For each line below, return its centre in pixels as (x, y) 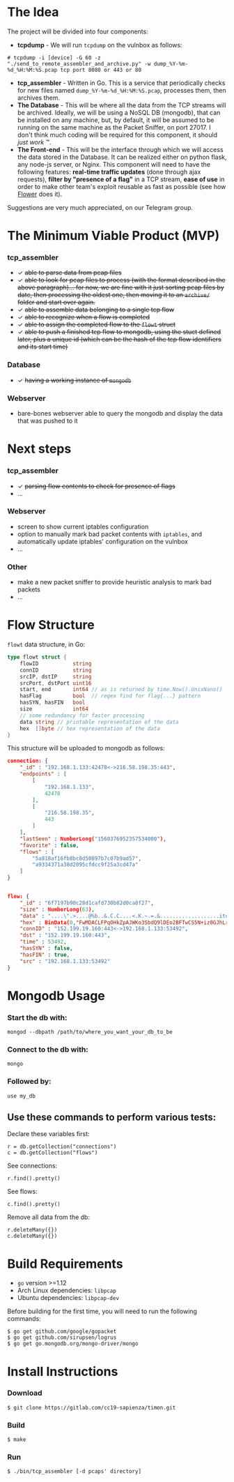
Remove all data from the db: (49, 1217)
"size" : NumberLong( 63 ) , (57, 909)
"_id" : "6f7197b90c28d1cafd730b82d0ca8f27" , (87, 903)
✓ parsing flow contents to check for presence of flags (96, 486)
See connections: (32, 1166)
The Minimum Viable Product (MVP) (114, 236)
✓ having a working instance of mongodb (74, 380)
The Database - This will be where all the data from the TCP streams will (122, 105)
